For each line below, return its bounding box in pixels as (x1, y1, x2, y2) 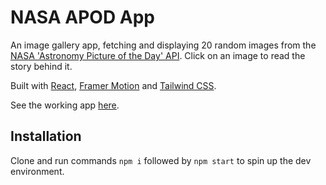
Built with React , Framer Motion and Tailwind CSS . (10, 79, 217, 91)
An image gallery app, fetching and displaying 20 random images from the (10, 39, 317, 51)
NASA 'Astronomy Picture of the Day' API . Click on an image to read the (10, 49, 306, 61)
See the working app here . (10, 99, 120, 111)
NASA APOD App (10, 6, 155, 29)
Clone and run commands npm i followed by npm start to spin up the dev (10, 154, 312, 166)
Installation (10, 128, 82, 145)
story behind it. (10, 60, 73, 72)
